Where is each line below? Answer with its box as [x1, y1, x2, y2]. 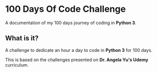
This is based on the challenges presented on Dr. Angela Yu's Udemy [5, 57, 149, 63]
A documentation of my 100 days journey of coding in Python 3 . [5, 20, 137, 26]
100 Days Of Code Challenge [5, 3, 126, 15]
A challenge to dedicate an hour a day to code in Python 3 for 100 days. [5, 47, 153, 53]
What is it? [5, 34, 39, 42]
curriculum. [5, 62, 29, 68]
